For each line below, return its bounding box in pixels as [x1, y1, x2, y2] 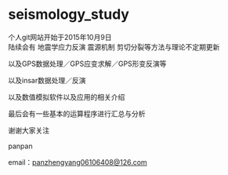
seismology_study [8, 5, 129, 24]
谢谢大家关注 [8, 126, 49, 135]
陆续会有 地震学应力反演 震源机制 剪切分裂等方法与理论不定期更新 [8, 42, 220, 52]
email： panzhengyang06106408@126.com [8, 157, 147, 166]
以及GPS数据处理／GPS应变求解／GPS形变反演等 [8, 59, 167, 68]
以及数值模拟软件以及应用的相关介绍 [8, 92, 125, 101]
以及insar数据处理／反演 [8, 75, 86, 85]
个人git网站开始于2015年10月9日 [8, 32, 112, 42]
